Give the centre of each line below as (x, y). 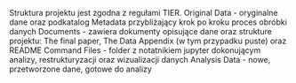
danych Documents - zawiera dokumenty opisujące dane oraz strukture (141, 31)
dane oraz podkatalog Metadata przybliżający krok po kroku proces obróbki (148, 22)
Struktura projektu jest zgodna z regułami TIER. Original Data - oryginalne (144, 13)
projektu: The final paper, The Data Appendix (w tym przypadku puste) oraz (148, 41)
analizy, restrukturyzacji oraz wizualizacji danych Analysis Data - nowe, (140, 60)
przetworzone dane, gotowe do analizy (81, 69)
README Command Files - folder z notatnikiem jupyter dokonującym (135, 50)
